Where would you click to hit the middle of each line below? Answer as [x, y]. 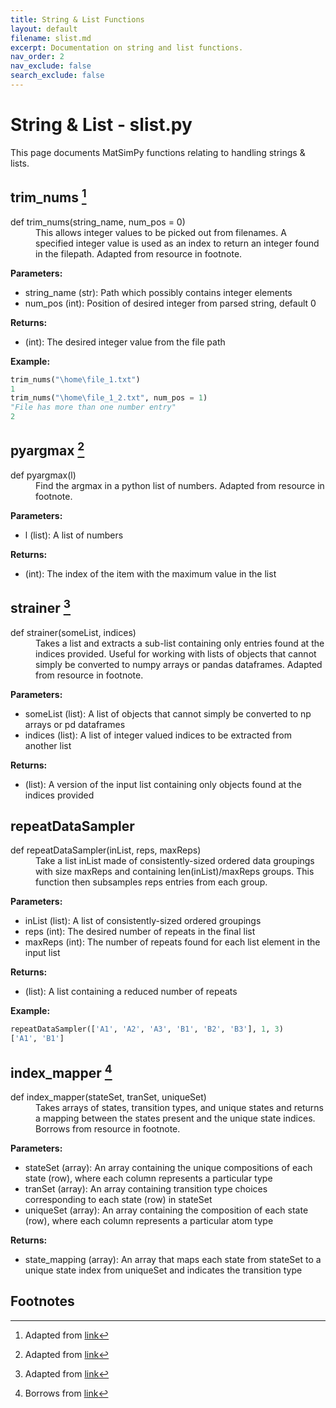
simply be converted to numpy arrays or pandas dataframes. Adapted [179, 664]
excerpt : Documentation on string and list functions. [127, 47]
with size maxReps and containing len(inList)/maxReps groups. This [175, 872]
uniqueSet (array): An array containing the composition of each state [166, 1210]
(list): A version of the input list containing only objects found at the [163, 784]
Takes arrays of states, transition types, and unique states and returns [179, 1107]
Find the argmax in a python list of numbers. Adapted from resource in [180, 485]
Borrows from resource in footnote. [108, 1129]
